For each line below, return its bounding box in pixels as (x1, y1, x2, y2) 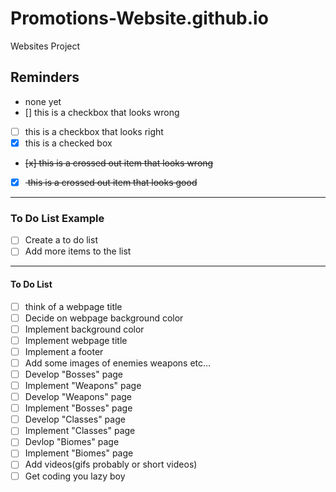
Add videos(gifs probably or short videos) (24, 458, 198, 471)
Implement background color (24, 323, 145, 335)
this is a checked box (24, 137, 113, 149)
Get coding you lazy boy (24, 470, 126, 482)
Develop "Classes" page (24, 413, 126, 426)
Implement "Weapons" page (24, 380, 142, 391)
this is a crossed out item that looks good (27, 176, 198, 188)
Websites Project (10, 40, 81, 52)
